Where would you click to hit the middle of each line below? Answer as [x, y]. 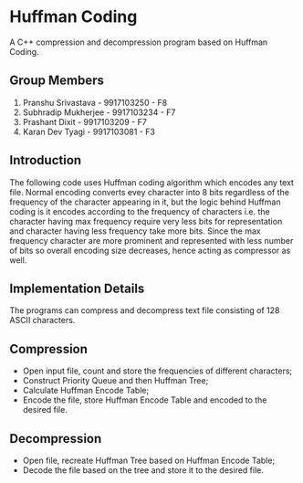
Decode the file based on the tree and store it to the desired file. [143, 470]
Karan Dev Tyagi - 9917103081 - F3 [89, 131]
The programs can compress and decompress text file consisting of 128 [145, 310]
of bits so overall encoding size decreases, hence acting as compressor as [150, 250]
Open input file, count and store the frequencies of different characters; [157, 371]
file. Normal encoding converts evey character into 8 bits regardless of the [150, 192]
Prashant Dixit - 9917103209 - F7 [85, 121]
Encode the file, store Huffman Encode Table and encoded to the [145, 400]
